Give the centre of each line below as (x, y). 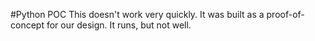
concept (27, 25)
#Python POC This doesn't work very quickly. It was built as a (137, 14)
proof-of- (285, 14)
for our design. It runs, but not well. (119, 25)
